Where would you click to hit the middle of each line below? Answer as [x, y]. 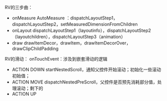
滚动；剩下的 [30, 88]
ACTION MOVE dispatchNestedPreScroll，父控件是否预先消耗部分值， [85, 82]
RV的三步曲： [19, 7]
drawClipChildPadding [35, 48]
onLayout [22, 30]
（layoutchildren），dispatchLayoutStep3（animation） [69, 37]
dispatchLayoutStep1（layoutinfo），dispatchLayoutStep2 [92, 30]
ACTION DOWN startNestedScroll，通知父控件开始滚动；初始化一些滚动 [87, 69]
